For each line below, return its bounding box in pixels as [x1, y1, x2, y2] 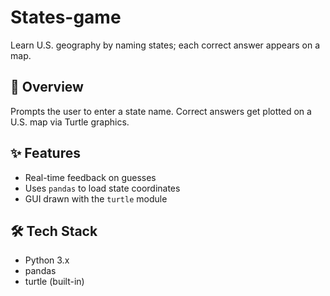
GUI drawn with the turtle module [24, 192, 168, 205]
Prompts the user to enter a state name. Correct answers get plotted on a [10, 105, 312, 117]
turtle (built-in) [24, 276, 85, 288]
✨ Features [10, 145, 81, 162]
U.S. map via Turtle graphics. [10, 116, 130, 128]
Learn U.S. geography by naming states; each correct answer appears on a [10, 39, 321, 51]
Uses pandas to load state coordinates [24, 182, 181, 194]
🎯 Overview [10, 79, 84, 96]
